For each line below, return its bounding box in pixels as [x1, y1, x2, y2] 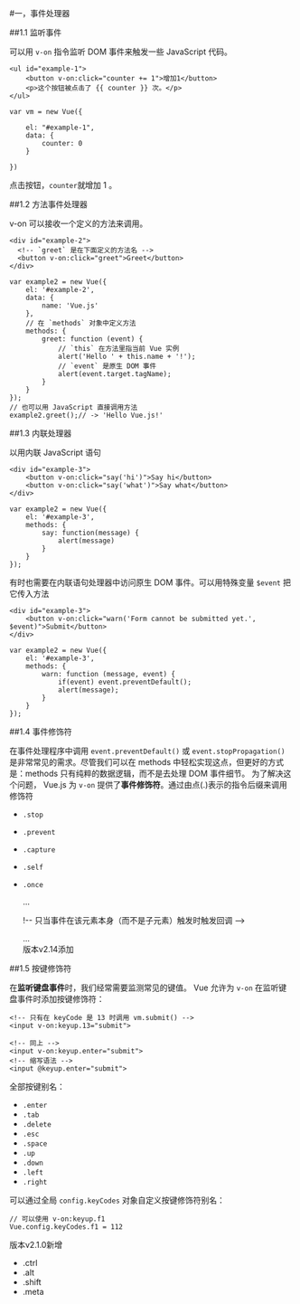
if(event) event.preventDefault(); [57, 677, 192, 686]
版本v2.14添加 [22, 944, 74, 954]
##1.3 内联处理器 [9, 428, 72, 439]
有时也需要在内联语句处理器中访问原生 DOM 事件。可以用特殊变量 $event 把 [9, 577, 292, 588]
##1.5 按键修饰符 [9, 963, 72, 974]
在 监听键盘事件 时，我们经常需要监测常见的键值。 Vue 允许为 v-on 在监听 [9, 982, 279, 993]
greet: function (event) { [42, 335, 144, 344]
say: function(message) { [42, 528, 140, 537]
